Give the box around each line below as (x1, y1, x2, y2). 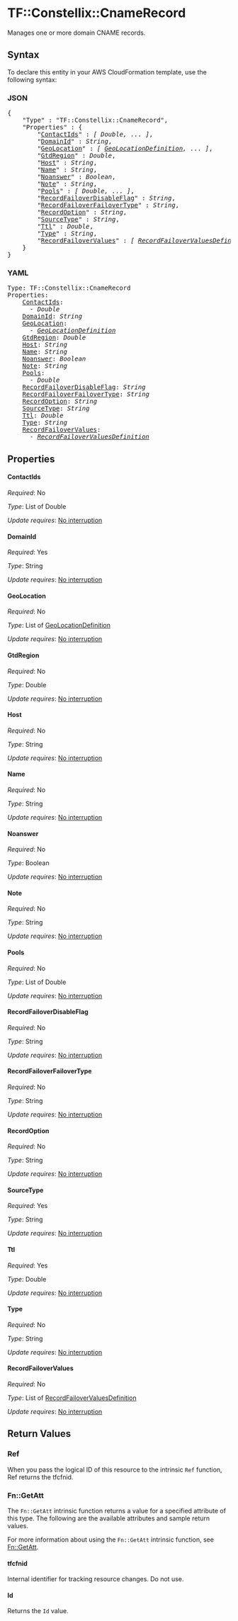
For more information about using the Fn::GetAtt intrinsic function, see (7, 1535, 215, 1544)
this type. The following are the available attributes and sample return (7, 1514, 210, 1523)
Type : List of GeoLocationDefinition (7, 621, 111, 630)
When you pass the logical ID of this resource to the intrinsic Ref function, (7, 1465, 222, 1474)
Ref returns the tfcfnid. (7, 1472, 74, 1481)
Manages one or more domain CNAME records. (7, 28, 146, 37)
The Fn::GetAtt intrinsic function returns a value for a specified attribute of (7, 1506, 227, 1515)
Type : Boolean (7, 859, 50, 867)
